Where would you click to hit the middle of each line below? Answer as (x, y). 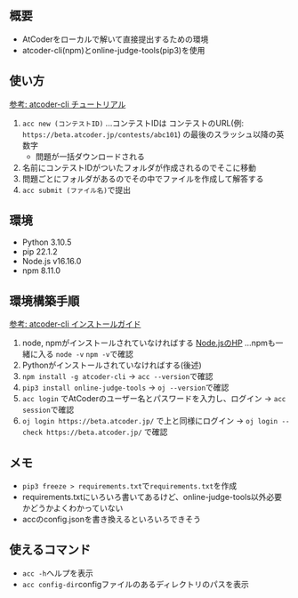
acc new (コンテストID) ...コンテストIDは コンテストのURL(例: (133, 123)
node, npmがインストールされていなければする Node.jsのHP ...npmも (149, 343)
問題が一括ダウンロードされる (90, 156)
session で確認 (48, 410)
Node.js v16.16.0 (52, 262)
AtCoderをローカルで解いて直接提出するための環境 (115, 39)
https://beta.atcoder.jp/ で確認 (107, 432)
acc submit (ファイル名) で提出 (77, 190)
